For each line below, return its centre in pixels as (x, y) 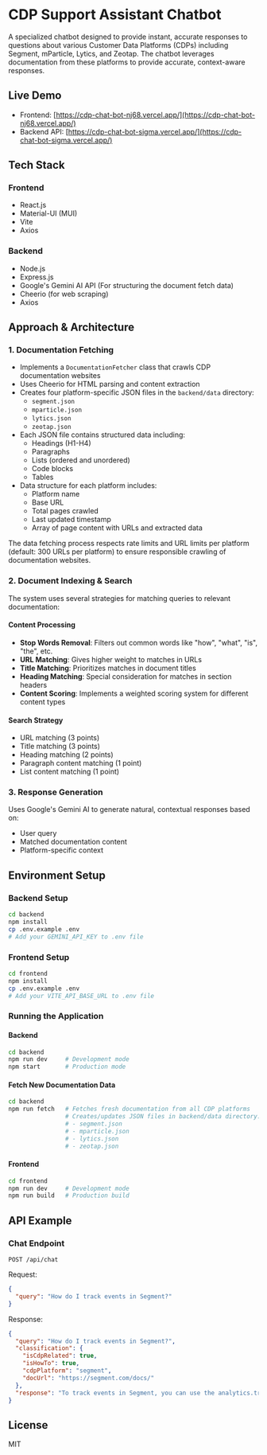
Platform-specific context (62, 850)
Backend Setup (39, 898)
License (28, 1425)
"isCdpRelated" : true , (60, 1356)
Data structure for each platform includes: (88, 486)
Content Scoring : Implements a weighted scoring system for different (134, 693)
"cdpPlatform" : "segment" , (67, 1371)
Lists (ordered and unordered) (81, 460)
